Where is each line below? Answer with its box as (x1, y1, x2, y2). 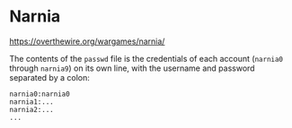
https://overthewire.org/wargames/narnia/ (9, 36, 165, 47)
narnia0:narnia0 (9, 90, 70, 98)
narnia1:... (9, 97, 54, 107)
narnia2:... (9, 105, 54, 114)
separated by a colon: (9, 72, 90, 82)
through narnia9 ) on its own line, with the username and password (9, 63, 255, 73)
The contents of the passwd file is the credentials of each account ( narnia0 (9, 53, 284, 64)
